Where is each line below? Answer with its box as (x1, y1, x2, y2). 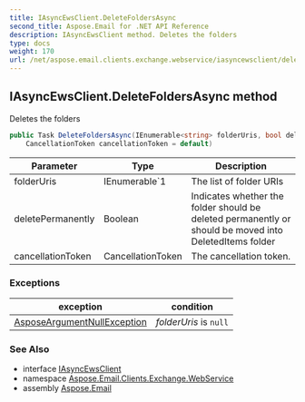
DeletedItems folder (191, 235, 276, 248)
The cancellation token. (191, 250, 291, 262)
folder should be (191, 201, 261, 213)
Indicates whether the (191, 190, 284, 202)
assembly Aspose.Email (22, 383, 112, 394)
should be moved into (191, 223, 283, 236)
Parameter (31, 160, 78, 172)
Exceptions (9, 277, 61, 289)
